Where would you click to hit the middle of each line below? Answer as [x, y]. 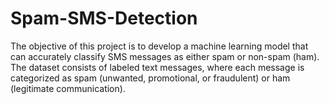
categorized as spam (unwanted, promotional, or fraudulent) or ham [150, 78]
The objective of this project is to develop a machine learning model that [159, 46]
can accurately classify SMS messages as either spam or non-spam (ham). [165, 56]
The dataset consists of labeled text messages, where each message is [157, 67]
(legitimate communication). [68, 88]
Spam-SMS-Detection [104, 18]
